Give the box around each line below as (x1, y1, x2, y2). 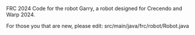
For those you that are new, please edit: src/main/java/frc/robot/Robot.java (6, 23, 190, 29)
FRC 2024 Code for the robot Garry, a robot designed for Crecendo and (6, 5, 182, 12)
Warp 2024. (6, 11, 36, 18)
